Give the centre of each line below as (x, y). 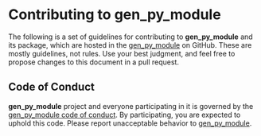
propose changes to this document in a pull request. (93, 62)
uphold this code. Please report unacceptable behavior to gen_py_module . (130, 123)
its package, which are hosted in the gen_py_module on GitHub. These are (130, 45)
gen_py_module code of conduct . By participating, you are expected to (125, 115)
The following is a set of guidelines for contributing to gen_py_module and (130, 37)
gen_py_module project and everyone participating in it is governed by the (131, 106)
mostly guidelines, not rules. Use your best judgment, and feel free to (122, 53)
